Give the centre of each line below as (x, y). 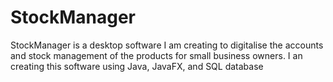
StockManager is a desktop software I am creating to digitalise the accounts (167, 45)
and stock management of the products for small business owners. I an (156, 55)
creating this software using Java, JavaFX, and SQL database (137, 66)
